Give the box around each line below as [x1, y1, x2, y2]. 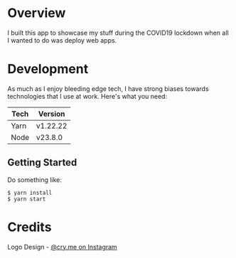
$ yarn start [7, 195, 46, 203]
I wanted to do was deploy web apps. [7, 36, 117, 44]
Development [7, 61, 89, 77]
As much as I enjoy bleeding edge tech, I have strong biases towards [7, 84, 209, 93]
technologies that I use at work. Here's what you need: [7, 92, 168, 100]
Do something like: [7, 176, 63, 184]
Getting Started [7, 156, 77, 168]
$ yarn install [7, 189, 53, 196]
